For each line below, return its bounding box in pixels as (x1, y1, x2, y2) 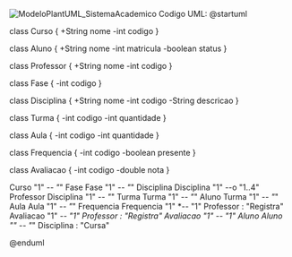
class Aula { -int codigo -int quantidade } (9, 130, 159, 141)
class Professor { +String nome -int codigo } (9, 61, 173, 71)
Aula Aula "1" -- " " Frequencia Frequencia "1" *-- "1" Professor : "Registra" (9, 201, 284, 211)
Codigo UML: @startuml (158, 9, 248, 19)
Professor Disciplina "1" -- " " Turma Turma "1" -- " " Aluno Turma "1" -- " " (9, 192, 279, 201)
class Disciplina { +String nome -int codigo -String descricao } (9, 95, 239, 106)
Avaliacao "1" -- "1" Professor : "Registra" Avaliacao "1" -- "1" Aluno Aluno (9, 210, 283, 221)
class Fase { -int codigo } (9, 78, 103, 89)
